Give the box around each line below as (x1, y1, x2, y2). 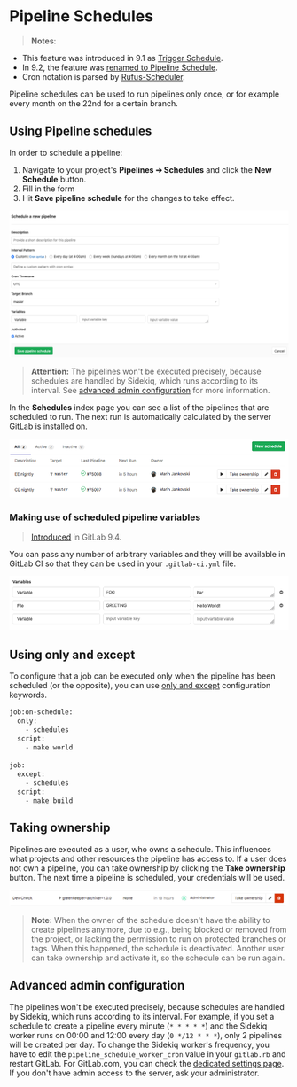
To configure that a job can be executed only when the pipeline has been (9, 671, 276, 681)
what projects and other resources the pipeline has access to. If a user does (9, 853, 287, 864)
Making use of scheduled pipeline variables (9, 511, 201, 524)
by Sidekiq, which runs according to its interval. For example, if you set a (9, 1011, 275, 1021)
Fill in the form (21, 183, 75, 194)
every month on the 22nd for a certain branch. (9, 97, 179, 108)
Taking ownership (9, 820, 111, 835)
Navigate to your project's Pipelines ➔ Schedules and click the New (21, 164, 272, 175)
